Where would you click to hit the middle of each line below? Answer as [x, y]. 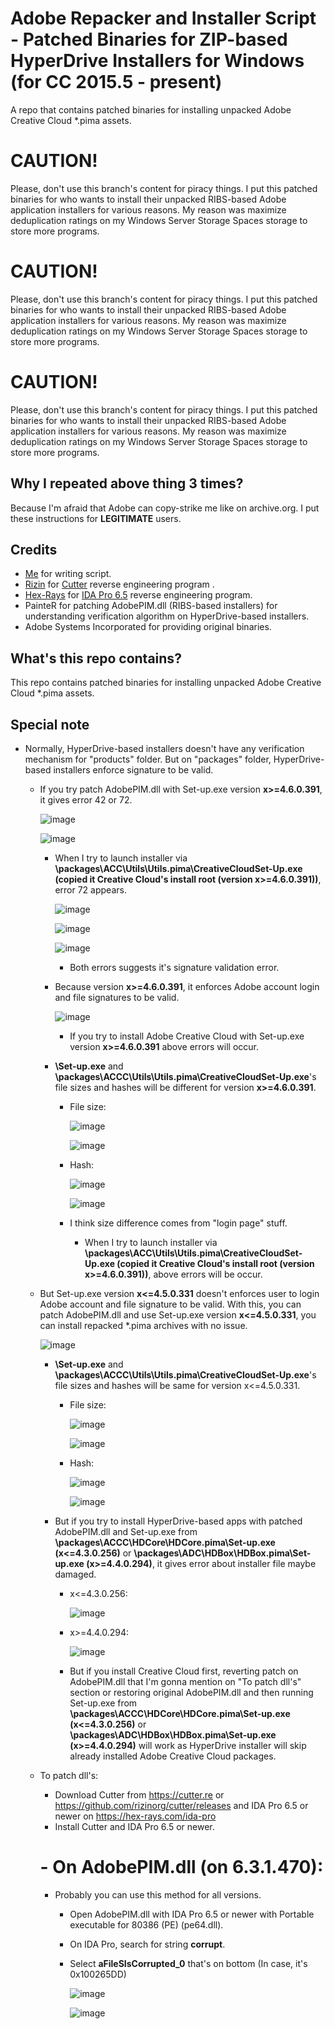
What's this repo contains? [96, 658]
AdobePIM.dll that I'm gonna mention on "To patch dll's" [185, 1681]
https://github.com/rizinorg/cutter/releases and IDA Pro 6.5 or [181, 1805]
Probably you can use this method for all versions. [158, 1894]
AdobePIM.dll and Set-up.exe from [126, 1531]
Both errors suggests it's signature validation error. [174, 967]
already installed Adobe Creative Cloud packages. [173, 1756]
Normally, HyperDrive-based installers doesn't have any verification [164, 748]
